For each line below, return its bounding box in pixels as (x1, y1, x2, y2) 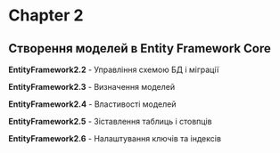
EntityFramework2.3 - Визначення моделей (8, 82, 176, 92)
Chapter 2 (8, 5, 84, 26)
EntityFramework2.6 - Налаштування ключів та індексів (8, 133, 222, 143)
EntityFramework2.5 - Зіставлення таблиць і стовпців (8, 117, 212, 126)
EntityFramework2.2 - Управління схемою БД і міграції (8, 64, 219, 75)
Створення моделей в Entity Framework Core (8, 41, 271, 56)
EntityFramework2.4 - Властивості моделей (8, 99, 177, 109)
